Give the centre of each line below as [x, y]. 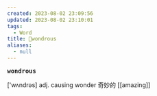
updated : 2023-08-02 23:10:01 [50, 20]
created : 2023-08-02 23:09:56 [50, 13]
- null [23, 52]
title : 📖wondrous [32, 39]
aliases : [20, 45]
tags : [15, 26]
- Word [23, 33]
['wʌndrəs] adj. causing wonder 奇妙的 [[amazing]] [79, 85]
